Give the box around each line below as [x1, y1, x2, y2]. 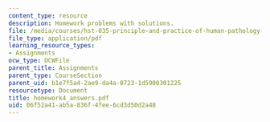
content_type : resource [8, 11, 88, 20]
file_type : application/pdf [8, 34, 103, 43]
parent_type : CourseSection [8, 71, 103, 79]
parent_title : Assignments [8, 64, 99, 72]
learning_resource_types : [8, 42, 95, 50]
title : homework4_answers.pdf [8, 94, 110, 102]
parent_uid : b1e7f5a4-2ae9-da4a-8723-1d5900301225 [8, 79, 182, 87]
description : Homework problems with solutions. [8, 19, 174, 27]
